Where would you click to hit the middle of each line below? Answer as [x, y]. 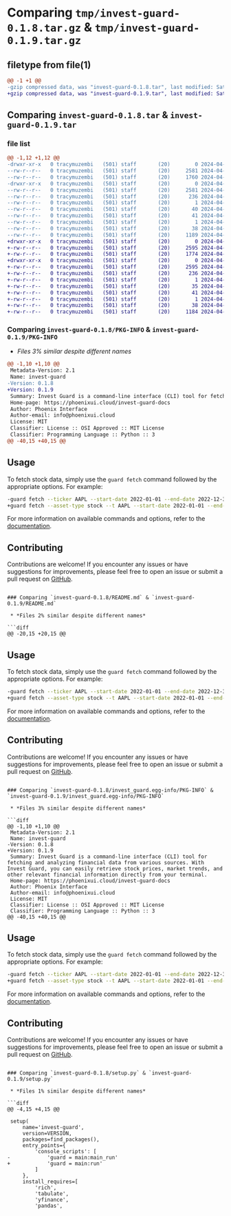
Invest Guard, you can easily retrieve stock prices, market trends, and [115, 868]
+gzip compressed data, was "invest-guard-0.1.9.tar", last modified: [110, 93]
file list [19, 143]
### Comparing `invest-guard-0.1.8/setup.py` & [77, 1073]
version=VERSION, [47, 1133]
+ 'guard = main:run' [55, 1164]
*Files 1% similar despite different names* [81, 1091]
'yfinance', [52, 1199]
